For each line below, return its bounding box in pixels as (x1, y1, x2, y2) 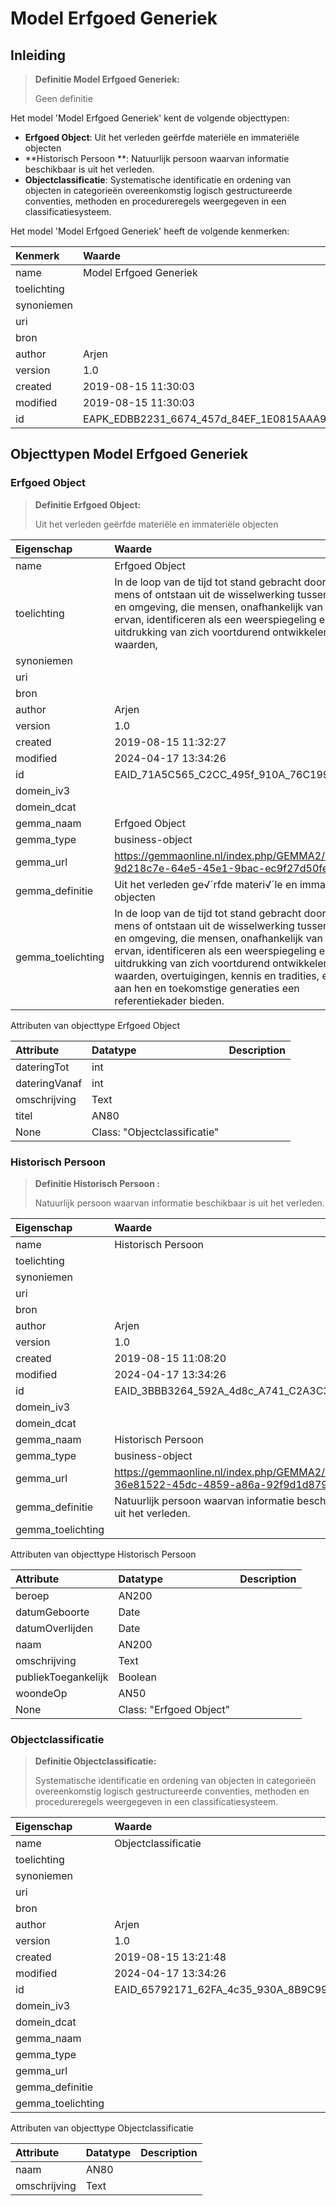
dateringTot (15, 1060, 70, 1074)
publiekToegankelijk (15, 1670, 109, 1684)
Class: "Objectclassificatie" (91, 1125, 220, 1139)
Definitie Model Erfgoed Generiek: (34, 73, 180, 85)
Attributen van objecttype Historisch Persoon (10, 1548, 197, 1560)
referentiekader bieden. (114, 993, 225, 1007)
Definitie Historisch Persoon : (34, 1177, 160, 1189)
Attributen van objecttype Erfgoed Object (10, 1019, 181, 1031)
